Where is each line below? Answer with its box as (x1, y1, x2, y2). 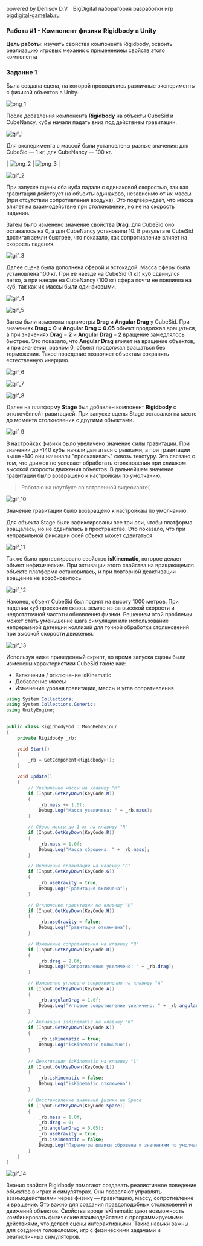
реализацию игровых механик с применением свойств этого (6, 47, 165, 54)
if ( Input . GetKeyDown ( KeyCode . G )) (28, 869, 115, 875)
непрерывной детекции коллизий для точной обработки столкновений (6, 623, 190, 631)
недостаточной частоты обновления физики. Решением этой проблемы (6, 610, 192, 618)
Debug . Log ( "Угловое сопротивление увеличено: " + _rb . (38, 1002, 180, 1009)
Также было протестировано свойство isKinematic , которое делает (6, 555, 182, 562)
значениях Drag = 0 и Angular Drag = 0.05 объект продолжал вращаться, (6, 324, 196, 331)
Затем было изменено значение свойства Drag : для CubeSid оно (6, 221, 175, 228)
